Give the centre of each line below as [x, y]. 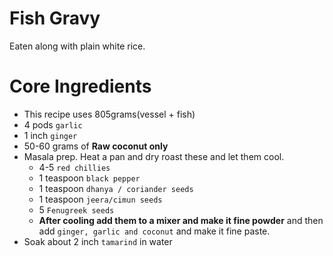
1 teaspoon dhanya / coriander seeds [116, 188]
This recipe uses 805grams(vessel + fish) [109, 114]
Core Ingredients [80, 86]
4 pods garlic [53, 124]
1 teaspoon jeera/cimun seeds [100, 199]
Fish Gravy [55, 18]
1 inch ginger [50, 135]
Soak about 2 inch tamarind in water [98, 241]
